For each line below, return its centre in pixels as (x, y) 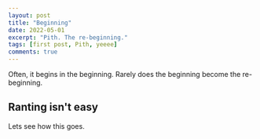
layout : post (29, 15)
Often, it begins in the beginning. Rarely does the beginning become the (125, 74)
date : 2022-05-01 (37, 30)
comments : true (33, 52)
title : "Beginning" (40, 23)
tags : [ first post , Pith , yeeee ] (63, 45)
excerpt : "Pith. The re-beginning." (68, 37)
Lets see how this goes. (46, 126)
